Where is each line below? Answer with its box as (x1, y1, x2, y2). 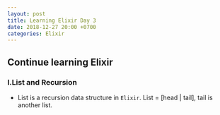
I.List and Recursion (7, 77, 78, 87)
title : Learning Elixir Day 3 (7, 17, 97, 24)
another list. (17, 100, 53, 109)
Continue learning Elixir (7, 56, 113, 68)
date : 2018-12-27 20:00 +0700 (7, 23, 97, 30)
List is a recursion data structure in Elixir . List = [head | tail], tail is (17, 93, 214, 102)
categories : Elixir (7, 30, 65, 37)
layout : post (7, 10, 46, 18)
